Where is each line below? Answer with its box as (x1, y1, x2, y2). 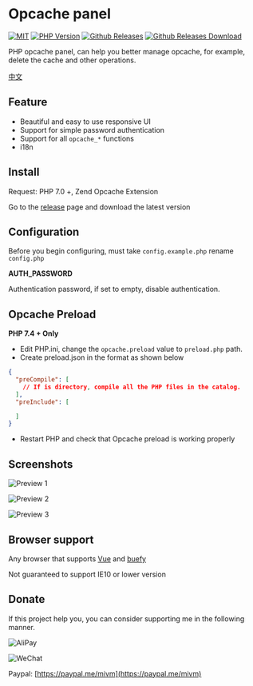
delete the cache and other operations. (8, 55, 136, 65)
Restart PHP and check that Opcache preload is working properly (19, 434, 235, 444)
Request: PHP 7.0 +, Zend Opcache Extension (8, 186, 159, 196)
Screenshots (8, 457, 73, 471)
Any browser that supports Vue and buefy (8, 553, 146, 564)
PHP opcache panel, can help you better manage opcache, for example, (8, 46, 246, 56)
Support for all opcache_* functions (19, 134, 134, 143)
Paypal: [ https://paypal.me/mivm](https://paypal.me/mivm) (8, 668, 202, 678)
